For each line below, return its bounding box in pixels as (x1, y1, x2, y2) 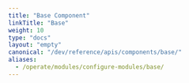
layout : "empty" (8, 41, 62, 49)
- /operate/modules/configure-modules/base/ (15, 63, 164, 71)
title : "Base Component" (8, 11, 90, 20)
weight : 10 (8, 26, 44, 34)
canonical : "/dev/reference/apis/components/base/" (8, 48, 182, 56)
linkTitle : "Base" (8, 19, 69, 27)
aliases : (8, 56, 37, 64)
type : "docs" (8, 33, 51, 42)
